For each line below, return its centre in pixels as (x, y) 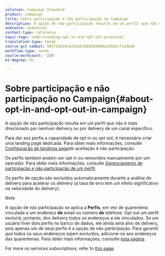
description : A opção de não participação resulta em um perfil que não (81, 23)
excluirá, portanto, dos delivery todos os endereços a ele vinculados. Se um (82, 218)
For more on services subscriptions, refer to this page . (60, 249)
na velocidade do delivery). (33, 189)
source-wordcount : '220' (30, 55)
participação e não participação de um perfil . (51, 168)
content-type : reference (30, 32)
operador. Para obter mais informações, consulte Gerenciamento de (74, 163)
